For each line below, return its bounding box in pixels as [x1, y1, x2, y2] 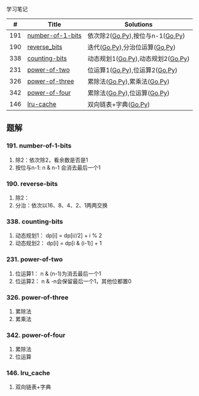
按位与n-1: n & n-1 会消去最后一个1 [15, 164, 101, 171]
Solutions [124, 20, 153, 29]
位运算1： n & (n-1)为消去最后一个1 [15, 270, 102, 277]
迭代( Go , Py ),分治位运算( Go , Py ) [87, 43, 176, 51]
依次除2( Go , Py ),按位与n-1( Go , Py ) [87, 32, 186, 40]
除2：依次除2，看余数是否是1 [15, 156, 88, 164]
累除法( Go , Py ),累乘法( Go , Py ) [87, 77, 170, 85]
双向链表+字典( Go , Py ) [87, 100, 150, 109]
